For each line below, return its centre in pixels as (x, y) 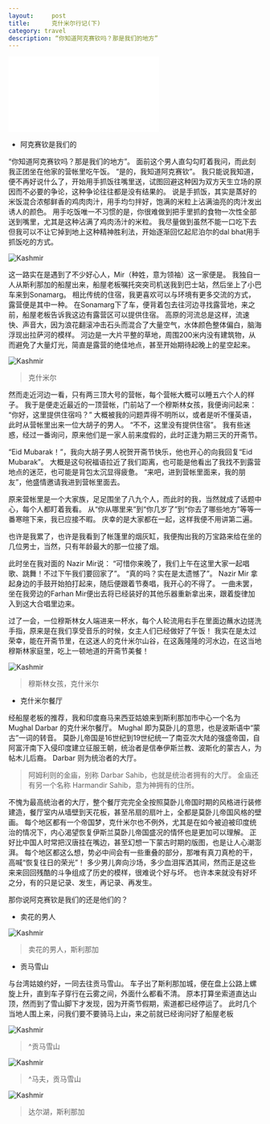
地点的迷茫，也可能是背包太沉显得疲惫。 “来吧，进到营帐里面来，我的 (124, 472)
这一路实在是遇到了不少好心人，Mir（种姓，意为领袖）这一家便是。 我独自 (131, 275)
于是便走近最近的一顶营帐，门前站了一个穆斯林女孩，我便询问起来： (144, 405)
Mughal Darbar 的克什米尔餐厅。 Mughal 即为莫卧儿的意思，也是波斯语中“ (131, 728)
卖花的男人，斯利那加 (63, 950)
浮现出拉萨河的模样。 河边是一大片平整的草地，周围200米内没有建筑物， (129, 335)
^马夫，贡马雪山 (55, 1079)
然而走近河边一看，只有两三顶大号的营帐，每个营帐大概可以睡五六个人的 (128, 395)
